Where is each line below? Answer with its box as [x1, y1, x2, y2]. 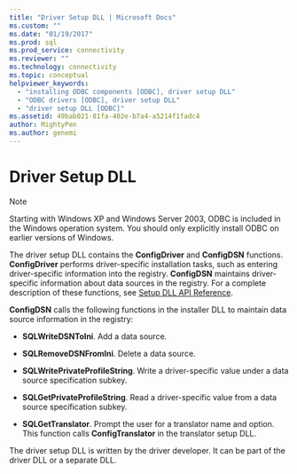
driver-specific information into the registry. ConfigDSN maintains [9, 268, 250, 279]
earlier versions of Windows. [9, 232, 114, 242]
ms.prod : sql [9, 37, 58, 47]
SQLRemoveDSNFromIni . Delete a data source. [21, 348, 197, 359]
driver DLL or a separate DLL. [9, 454, 117, 465]
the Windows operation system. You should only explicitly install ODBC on [9, 223, 279, 233]
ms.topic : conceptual [9, 71, 90, 80]
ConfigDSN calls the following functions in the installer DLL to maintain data [9, 304, 287, 315]
